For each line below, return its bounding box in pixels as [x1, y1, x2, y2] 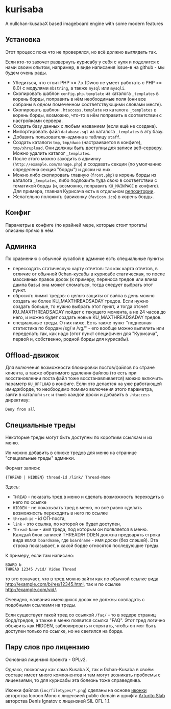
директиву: [5, 397, 30, 403]
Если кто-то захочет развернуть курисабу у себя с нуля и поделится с [5, 59, 160, 65]
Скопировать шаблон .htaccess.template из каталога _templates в [12, 106, 157, 113]
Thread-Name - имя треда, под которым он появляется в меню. [12, 526, 148, 532]
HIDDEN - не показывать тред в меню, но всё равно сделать [12, 505, 142, 510]
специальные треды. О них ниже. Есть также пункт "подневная [12, 320, 152, 326]
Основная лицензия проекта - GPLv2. [5, 656, 87, 663]
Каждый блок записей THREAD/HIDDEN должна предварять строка [12, 532, 161, 537]
